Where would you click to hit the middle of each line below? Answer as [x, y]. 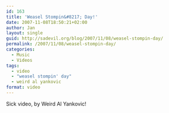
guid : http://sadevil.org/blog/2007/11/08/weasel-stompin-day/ [85, 38]
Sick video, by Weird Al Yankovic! [46, 104]
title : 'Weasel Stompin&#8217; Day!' [52, 17]
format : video [23, 87]
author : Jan [20, 28]
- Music [21, 55]
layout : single [25, 33]
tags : [13, 66]
